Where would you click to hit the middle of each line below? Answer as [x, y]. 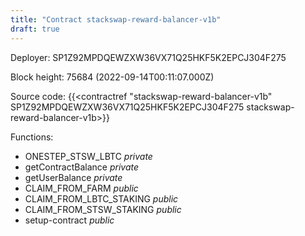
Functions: [32, 137]
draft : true [35, 29]
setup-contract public [69, 220]
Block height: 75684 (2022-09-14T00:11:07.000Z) [112, 77]
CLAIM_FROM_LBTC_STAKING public [101, 198]
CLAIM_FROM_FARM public [81, 188]
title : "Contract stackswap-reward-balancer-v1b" [116, 19]
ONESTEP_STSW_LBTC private [88, 156]
